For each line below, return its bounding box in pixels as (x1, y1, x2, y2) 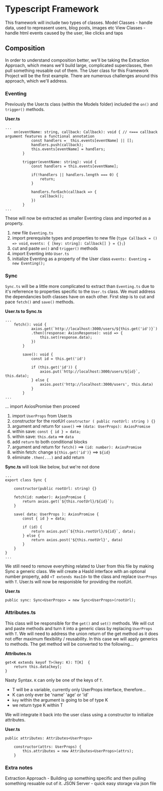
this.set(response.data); (39, 335, 92, 340)
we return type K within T (12, 702, 63, 708)
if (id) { (22, 525, 42, 530)
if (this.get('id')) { (31, 365, 77, 370)
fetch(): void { (14, 322, 47, 327)
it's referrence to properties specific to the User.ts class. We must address (5, 288, 156, 294)
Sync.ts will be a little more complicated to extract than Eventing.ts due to (5, 284, 155, 289)
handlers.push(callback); (31, 143, 84, 148)
